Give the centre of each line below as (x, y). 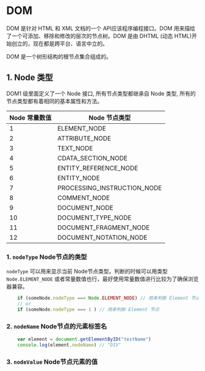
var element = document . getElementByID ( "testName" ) (84, 339)
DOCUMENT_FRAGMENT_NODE (103, 228)
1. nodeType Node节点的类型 (47, 257)
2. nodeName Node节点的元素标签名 (57, 326)
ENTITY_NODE (79, 178)
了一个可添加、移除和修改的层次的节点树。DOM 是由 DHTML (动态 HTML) (99, 36)
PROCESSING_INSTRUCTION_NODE (110, 188)
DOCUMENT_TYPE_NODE (94, 217)
